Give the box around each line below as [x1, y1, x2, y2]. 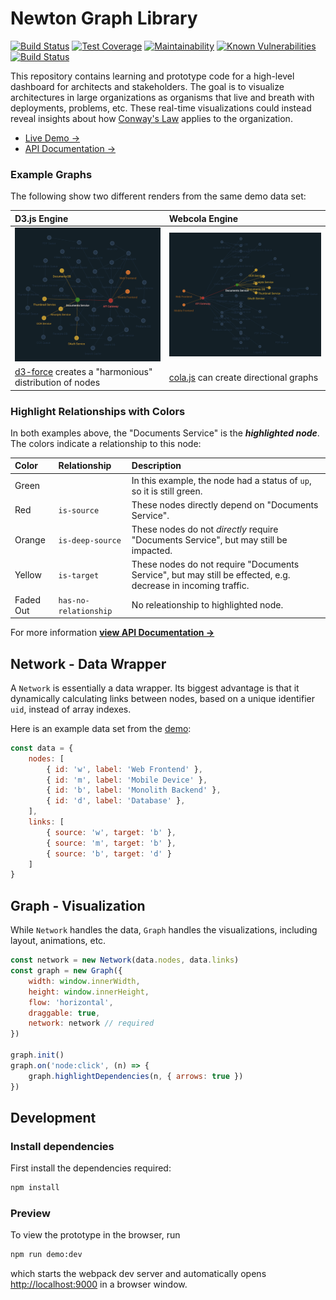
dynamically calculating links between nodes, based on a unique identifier [10, 692, 316, 704]
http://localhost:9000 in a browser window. [10, 1278, 188, 1291]
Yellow [14, 569, 42, 581]
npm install [10, 1183, 60, 1193]
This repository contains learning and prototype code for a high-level [10, 70, 295, 82]
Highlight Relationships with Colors [10, 404, 186, 418]
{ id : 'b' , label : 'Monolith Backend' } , [46, 785, 222, 796]
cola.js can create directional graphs [168, 371, 319, 383]
